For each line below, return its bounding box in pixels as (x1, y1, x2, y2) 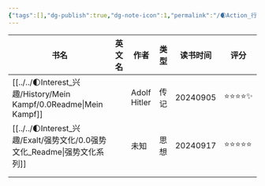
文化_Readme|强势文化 (12, 146, 97, 157)
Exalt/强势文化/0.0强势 (22, 134, 107, 145)
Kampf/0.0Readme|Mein (12, 99, 103, 110)
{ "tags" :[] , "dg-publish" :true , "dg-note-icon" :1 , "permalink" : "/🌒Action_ (8, 11, 252, 20)
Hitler (131, 97, 151, 108)
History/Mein (22, 88, 71, 99)
